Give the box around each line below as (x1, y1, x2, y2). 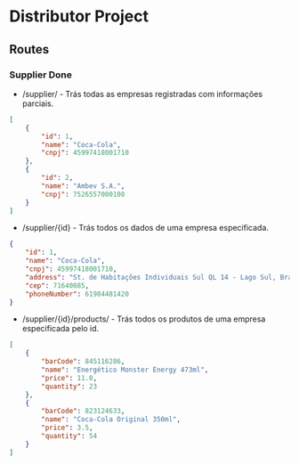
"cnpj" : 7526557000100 (41, 190, 125, 199)
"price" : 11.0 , (41, 373, 98, 382)
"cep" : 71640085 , (25, 281, 90, 290)
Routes (9, 42, 50, 57)
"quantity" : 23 (41, 381, 98, 391)
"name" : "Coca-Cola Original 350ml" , (41, 415, 181, 424)
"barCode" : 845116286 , (41, 357, 125, 366)
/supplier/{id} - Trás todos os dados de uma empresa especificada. (21, 223, 270, 233)
